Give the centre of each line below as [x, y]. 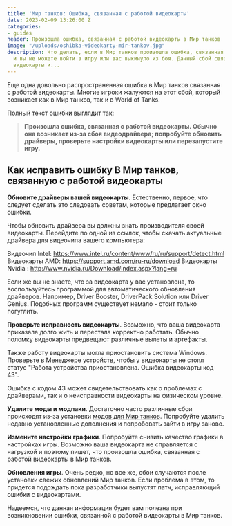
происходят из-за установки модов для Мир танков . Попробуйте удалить [116, 417]
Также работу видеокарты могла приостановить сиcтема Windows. [107, 353]
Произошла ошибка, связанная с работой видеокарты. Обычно [120, 126]
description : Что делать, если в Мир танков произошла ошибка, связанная [116, 53]
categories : [24, 26]
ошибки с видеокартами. [44, 495]
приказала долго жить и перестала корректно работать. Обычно [103, 332]
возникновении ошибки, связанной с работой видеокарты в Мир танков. [115, 516]
